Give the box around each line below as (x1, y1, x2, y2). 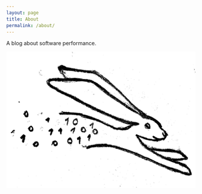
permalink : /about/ (6, 22, 55, 28)
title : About (6, 16, 39, 22)
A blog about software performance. (6, 40, 97, 47)
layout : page (6, 10, 39, 16)
